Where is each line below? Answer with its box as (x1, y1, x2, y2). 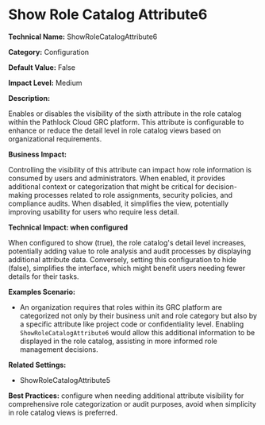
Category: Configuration (8, 47, 90, 56)
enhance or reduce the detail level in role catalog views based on (8, 126, 221, 135)
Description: (8, 93, 50, 102)
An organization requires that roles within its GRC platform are (19, 302, 222, 311)
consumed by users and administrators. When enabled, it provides (8, 173, 226, 183)
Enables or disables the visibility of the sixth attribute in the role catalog (8, 109, 242, 118)
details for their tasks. (8, 272, 79, 281)
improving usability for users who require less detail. (8, 207, 180, 216)
